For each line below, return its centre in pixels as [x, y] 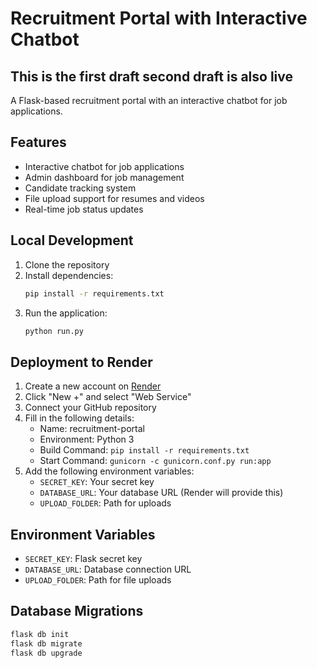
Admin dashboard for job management [104, 177]
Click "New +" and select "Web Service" [108, 397]
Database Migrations [77, 611]
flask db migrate [46, 643]
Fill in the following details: [79, 418]
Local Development [72, 240]
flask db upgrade [46, 653]
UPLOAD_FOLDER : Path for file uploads [98, 580]
